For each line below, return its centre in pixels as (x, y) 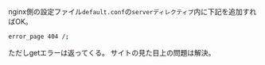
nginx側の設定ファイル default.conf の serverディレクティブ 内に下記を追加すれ (132, 11)
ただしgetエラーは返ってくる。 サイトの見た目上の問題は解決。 (112, 52)
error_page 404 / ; (39, 36)
